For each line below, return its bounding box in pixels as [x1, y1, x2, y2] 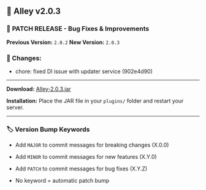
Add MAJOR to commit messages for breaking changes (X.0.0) [15, 142, 169, 149]
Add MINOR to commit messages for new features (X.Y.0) [15, 153, 158, 161]
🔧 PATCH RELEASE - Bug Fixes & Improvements [6, 25, 150, 33]
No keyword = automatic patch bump [15, 177, 110, 184]
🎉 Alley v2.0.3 [6, 6, 61, 17]
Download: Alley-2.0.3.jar [6, 85, 72, 93]
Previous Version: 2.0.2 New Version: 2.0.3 [6, 38, 120, 46]
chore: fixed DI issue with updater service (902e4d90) [15, 67, 153, 75]
